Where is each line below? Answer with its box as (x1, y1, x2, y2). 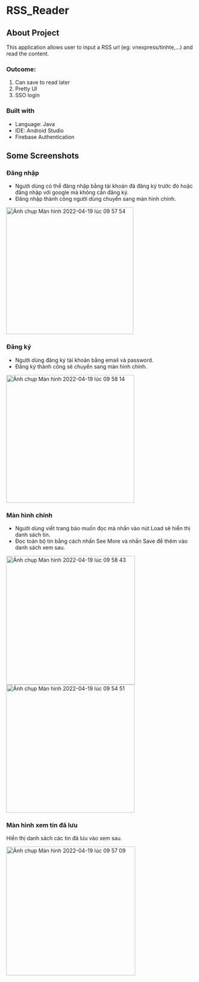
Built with (6, 107, 35, 115)
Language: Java (14, 120, 55, 127)
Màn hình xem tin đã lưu (6, 821, 78, 829)
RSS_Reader (6, 4, 69, 17)
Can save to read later (14, 79, 71, 86)
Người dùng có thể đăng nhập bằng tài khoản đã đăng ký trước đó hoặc (14, 182, 193, 190)
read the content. (6, 50, 49, 57)
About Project (6, 28, 60, 38)
